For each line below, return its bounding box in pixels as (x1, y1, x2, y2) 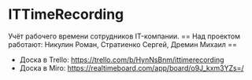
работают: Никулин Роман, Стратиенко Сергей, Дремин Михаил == (8, 39, 238, 49)
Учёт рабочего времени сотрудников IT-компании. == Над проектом (8, 31, 240, 41)
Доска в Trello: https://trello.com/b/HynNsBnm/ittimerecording (19, 55, 224, 64)
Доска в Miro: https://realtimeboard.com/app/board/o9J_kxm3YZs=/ (19, 63, 244, 72)
